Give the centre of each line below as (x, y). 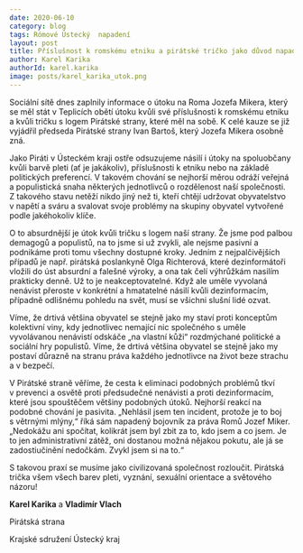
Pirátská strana (37, 521)
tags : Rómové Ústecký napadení (70, 34)
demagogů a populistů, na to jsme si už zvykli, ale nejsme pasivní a (134, 242)
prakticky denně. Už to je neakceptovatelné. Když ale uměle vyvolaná (138, 281)
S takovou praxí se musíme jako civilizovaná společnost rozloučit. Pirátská (147, 467)
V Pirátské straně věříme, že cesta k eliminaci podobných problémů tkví (142, 382)
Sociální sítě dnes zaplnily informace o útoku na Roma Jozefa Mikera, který (149, 102)
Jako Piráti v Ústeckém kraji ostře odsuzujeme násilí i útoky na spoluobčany (150, 158)
